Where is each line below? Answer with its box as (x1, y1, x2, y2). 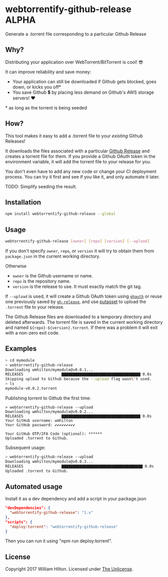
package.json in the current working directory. (5, 253, 101, 259)
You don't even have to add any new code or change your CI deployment (5, 168, 157, 175)
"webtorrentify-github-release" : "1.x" (10, 510, 94, 515)
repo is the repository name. (12, 278, 71, 284)
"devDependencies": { (5, 505, 51, 510)
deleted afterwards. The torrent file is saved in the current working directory (5, 319, 163, 325)
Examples (5, 344, 37, 353)
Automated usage (5, 482, 63, 491)
